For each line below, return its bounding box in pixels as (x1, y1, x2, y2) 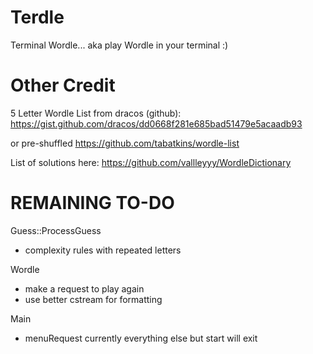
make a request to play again (24, 282, 145, 295)
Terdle (10, 6, 65, 29)
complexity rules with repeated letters (24, 244, 182, 256)
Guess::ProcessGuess (10, 224, 102, 236)
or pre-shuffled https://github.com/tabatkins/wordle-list (10, 137, 240, 149)
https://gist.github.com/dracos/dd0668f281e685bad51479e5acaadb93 (10, 117, 303, 130)
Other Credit (10, 74, 116, 97)
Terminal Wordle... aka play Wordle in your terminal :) (10, 39, 229, 51)
